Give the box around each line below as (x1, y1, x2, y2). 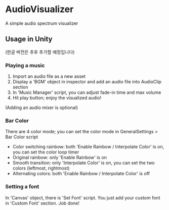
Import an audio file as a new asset (12, 73, 86, 79)
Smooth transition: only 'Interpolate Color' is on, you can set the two (12, 160, 155, 166)
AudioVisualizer (5, 4, 74, 15)
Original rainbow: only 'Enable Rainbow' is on (12, 154, 107, 161)
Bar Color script (5, 134, 38, 140)
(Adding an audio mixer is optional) (5, 104, 78, 111)
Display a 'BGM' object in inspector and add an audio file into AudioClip (12, 79, 162, 85)
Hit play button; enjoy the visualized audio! (12, 95, 102, 101)
